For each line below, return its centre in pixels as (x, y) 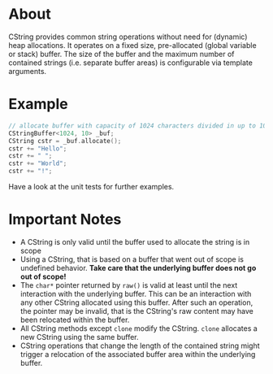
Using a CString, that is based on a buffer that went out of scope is (132, 259)
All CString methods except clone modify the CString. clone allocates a (139, 328)
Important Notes (65, 220)
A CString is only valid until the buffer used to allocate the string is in (135, 241)
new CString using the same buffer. (80, 337)
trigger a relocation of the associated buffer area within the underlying (138, 354)
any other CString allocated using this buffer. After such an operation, (136, 302)
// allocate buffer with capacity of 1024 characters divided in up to (132, 126)
